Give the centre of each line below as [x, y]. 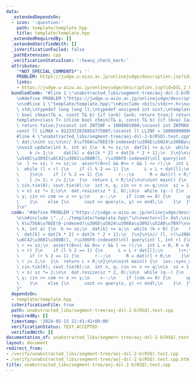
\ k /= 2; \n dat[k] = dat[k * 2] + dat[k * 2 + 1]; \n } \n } [99, 153]
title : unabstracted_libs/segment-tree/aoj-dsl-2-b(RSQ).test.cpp [88, 365]
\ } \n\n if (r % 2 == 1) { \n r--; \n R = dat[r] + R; [103, 175]
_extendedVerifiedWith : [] [44, 44]
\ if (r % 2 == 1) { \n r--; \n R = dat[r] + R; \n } [100, 256]
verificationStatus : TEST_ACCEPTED [55, 327]
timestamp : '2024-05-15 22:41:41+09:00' [61, 321]
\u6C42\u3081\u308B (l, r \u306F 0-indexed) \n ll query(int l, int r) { [101, 240]
